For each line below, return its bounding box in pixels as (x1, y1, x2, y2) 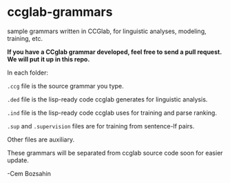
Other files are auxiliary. (7, 135, 74, 144)
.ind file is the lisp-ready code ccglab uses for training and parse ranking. (7, 108, 217, 117)
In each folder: (7, 68, 48, 77)
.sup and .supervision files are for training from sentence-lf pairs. (7, 122, 195, 130)
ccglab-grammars (7, 4, 113, 20)
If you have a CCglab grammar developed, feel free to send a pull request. (7, 48, 222, 56)
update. (7, 156, 29, 164)
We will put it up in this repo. (7, 55, 90, 63)
